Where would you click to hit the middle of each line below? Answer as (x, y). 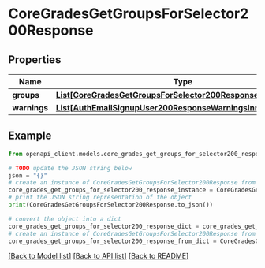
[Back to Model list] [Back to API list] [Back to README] (99, 256)
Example (30, 136)
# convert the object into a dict (65, 219)
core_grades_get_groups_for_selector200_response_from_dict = (112, 241)
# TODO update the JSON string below (70, 168)
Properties (35, 60)
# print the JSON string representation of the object (100, 198)
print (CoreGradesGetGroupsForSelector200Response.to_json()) (111, 205)
